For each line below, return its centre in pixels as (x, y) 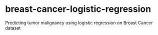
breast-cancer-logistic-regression (78, 9)
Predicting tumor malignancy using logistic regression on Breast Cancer (79, 23)
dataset (13, 28)
